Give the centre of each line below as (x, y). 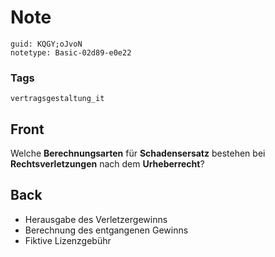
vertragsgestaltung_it (57, 99)
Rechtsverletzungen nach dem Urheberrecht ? (107, 164)
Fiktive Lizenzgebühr (68, 240)
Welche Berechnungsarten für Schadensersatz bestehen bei (138, 153)
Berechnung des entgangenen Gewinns (106, 230)
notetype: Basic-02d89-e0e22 (71, 52)
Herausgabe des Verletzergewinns (96, 219)
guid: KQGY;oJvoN (46, 44)
